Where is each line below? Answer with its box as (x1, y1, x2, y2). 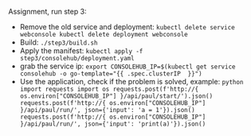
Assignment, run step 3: (8, 7, 87, 16)
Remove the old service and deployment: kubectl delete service (19, 22, 235, 31)
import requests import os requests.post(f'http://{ (19, 85, 199, 93)
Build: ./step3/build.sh (19, 37, 98, 47)
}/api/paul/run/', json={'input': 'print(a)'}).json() (19, 120, 206, 128)
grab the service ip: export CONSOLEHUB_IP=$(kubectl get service (19, 61, 236, 71)
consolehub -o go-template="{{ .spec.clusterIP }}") (19, 70, 202, 78)
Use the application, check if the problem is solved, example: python (19, 77, 244, 86)
